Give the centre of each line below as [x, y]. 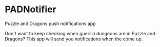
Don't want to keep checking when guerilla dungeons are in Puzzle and [80, 33]
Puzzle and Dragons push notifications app [50, 24]
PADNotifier [31, 9]
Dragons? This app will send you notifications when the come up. [74, 39]
